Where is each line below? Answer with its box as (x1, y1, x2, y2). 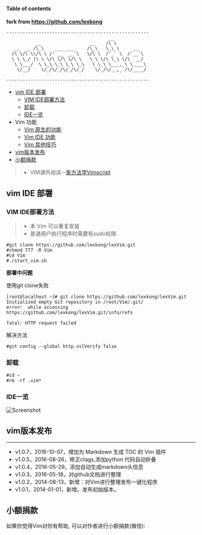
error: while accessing (6, 304, 69, 310)
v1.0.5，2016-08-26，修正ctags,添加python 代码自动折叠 (14, 456, 156, 463)
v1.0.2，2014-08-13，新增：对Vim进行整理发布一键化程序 (14, 478, 158, 486)
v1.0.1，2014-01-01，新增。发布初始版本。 (14, 486, 120, 493)
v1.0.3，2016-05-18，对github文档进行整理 (14, 471, 121, 478)
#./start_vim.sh (6, 257, 47, 264)
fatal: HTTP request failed (6, 320, 77, 326)
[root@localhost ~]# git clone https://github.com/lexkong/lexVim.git (6, 293, 187, 300)
